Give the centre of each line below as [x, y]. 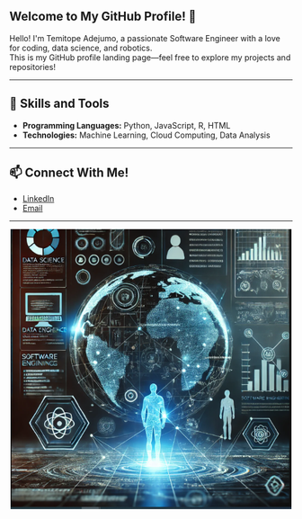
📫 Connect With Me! [69, 173]
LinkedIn [38, 199]
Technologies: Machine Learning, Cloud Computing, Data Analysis [147, 135]
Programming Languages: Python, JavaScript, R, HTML [126, 125]
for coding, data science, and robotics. [81, 48]
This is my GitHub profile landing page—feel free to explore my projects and [150, 57]
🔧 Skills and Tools [59, 104]
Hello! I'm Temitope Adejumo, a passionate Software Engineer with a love [145, 38]
